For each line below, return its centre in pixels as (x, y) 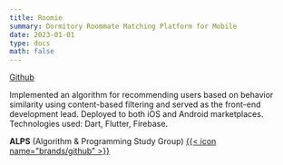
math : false (32, 52)
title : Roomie (36, 18)
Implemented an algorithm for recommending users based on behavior (141, 95)
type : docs (30, 43)
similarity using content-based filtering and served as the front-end (135, 104)
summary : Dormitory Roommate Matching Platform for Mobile (123, 26)
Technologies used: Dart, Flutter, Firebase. (89, 124)
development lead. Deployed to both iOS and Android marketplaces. (137, 114)
